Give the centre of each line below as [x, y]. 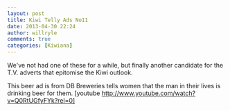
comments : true [29, 39]
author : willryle [32, 33]
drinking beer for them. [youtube [54, 93]
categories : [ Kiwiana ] [40, 46]
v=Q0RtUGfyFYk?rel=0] [41, 100]
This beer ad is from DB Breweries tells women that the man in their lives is [114, 86]
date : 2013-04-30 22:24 [42, 26]
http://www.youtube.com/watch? [149, 93]
